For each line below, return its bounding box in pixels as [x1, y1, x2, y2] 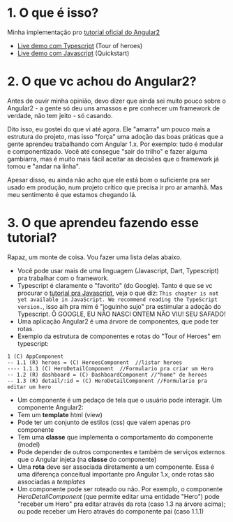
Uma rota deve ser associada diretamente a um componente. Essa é [17, 463, 215, 471]
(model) [17, 440, 40, 449]
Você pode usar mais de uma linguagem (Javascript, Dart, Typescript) [17, 266, 220, 275]
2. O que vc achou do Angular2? [7, 73, 197, 89]
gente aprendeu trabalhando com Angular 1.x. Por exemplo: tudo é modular [7, 140, 223, 148]
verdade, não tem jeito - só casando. [7, 111, 113, 119]
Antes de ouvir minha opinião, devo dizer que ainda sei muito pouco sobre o [7, 96, 227, 105]
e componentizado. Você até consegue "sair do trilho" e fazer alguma [7, 147, 208, 155]
